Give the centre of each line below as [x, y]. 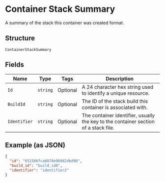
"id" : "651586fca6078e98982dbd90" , [46, 161]
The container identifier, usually [118, 115]
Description [120, 78]
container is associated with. [115, 107]
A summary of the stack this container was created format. [65, 23]
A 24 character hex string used [118, 87]
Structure [20, 38]
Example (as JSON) [35, 145]
